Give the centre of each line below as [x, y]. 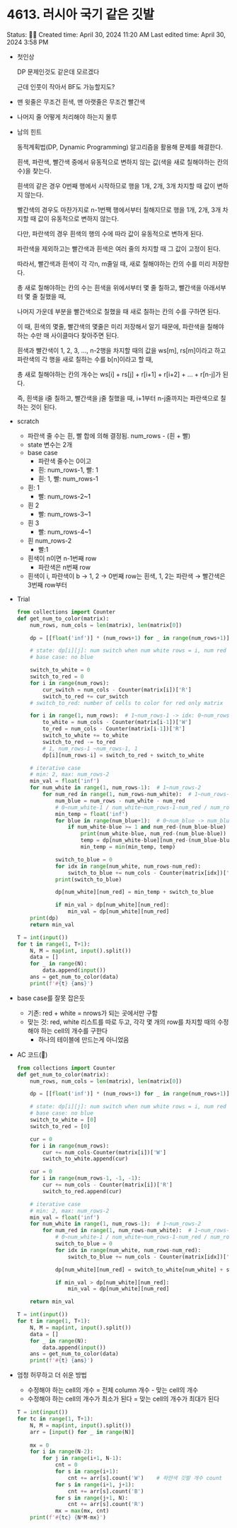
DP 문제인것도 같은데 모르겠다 [58, 71]
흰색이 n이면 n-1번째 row [62, 558]
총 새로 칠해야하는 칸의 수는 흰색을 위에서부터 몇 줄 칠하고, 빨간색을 [109, 287]
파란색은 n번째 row [64, 567]
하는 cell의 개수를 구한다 [74, 1030]
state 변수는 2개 [50, 444]
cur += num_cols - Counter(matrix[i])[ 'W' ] [105, 1152]
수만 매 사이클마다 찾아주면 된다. [75, 335]
